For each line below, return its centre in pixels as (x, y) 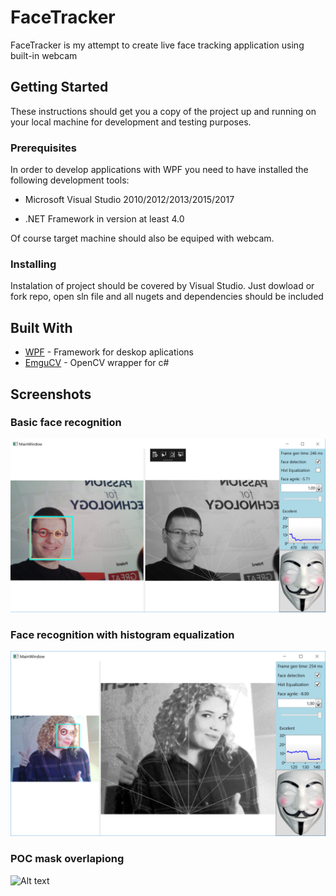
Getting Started (59, 87)
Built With (41, 327)
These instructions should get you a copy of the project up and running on (163, 111)
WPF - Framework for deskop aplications (109, 352)
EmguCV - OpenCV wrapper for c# (97, 363)
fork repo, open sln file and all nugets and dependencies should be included (167, 297)
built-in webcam (44, 55)
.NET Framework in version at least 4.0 (104, 219)
